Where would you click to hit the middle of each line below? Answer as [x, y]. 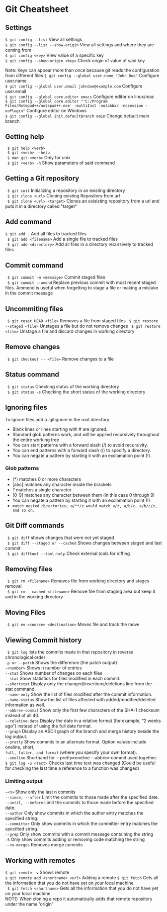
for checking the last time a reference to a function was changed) [72, 768]
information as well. [25, 705]
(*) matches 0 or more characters [46, 479]
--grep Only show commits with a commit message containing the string [79, 834]
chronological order [25, 657]
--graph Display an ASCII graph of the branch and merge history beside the [82, 731]
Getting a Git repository [42, 178]
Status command [32, 375]
